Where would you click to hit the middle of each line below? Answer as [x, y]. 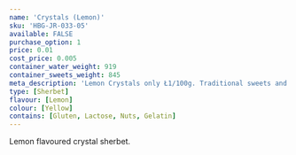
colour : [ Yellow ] [41, 108]
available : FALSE [41, 34]
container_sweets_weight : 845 [65, 75]
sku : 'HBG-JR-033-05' [49, 26]
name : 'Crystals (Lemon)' [57, 17]
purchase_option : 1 [45, 42]
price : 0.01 [31, 50]
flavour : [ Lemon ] [41, 100]
